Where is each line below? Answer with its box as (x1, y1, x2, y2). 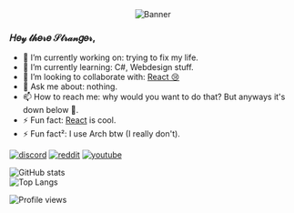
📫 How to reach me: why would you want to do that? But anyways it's (22, 91, 286, 103)
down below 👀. (22, 105, 79, 116)
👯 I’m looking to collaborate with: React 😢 (22, 72, 180, 83)
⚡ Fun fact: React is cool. (22, 115, 117, 126)
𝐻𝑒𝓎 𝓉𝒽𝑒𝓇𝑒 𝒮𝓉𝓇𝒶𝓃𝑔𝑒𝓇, (9, 31, 96, 44)
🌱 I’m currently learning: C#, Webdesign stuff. (22, 62, 194, 73)
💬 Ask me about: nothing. (22, 81, 118, 92)
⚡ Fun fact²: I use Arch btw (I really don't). (22, 128, 180, 139)
